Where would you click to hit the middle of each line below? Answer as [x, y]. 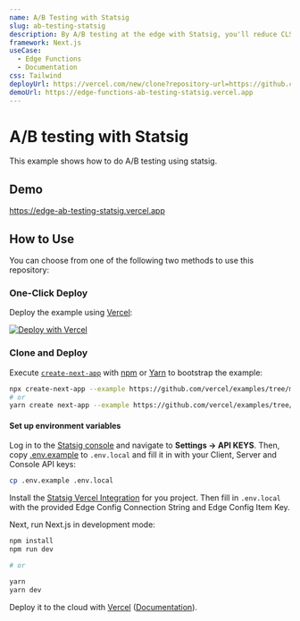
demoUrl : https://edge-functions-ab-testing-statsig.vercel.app [131, 92]
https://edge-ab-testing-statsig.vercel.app [87, 211]
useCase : [25, 51]
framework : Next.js [46, 42]
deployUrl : [29, 84]
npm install [31, 541]
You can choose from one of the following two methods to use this [132, 261]
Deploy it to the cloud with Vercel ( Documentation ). [104, 607]
